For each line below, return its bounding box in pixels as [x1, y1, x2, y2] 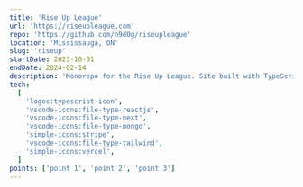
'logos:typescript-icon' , [25, 96, 124, 106]
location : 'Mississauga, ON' [9, 38, 119, 48]
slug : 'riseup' [9, 47, 67, 56]
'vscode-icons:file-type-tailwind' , [25, 138, 164, 147]
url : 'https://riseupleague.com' [9, 22, 135, 31]
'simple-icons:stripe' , [25, 130, 115, 139]
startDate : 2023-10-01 [9, 55, 95, 64]
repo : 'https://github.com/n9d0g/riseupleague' [9, 30, 192, 39]
